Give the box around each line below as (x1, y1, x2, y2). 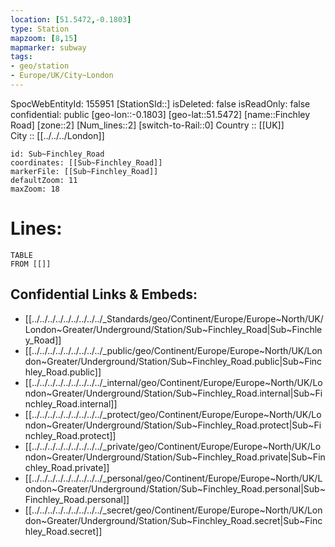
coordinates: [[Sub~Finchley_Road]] (10, 157, 163, 168)
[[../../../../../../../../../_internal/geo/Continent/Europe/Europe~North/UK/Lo (24, 376, 323, 388)
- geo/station (10, 61, 70, 71)
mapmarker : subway (10, 42, 87, 53)
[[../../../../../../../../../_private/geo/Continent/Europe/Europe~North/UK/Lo (24, 440, 322, 452)
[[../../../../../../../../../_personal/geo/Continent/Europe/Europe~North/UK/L (24, 472, 323, 484)
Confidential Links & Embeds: (10, 286, 198, 303)
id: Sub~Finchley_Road (10, 149, 105, 159)
